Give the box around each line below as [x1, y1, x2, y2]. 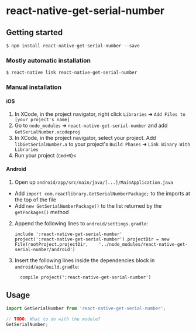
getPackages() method [14, 208, 69, 215]
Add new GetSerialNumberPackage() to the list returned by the [14, 202, 162, 209]
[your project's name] [14, 117, 70, 123]
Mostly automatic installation [6, 56, 91, 64]
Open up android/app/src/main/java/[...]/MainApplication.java [14, 178, 174, 186]
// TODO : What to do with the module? [6, 316, 101, 322]
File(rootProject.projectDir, [14, 241, 89, 247]
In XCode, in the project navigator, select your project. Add [14, 135, 156, 142]
